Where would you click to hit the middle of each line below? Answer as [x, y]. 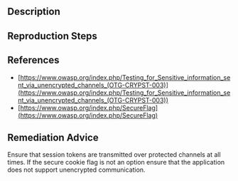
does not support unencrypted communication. [76, 170]
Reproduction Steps [52, 36]
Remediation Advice [53, 137]
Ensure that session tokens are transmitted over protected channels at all [114, 155]
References [33, 60]
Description [34, 12]
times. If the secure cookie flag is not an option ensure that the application [116, 162]
